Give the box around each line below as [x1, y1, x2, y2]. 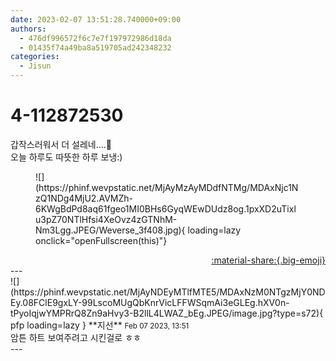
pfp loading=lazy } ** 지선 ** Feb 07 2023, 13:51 [10, 319, 190, 331]
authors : [10, 24, 47, 34]
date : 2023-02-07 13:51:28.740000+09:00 [10, 14, 182, 25]
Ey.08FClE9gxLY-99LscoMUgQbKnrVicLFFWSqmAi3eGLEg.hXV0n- [10, 296, 290, 308]
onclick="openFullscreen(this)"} [35, 234, 168, 246]
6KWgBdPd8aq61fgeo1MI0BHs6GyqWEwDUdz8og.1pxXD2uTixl [35, 202, 297, 215]
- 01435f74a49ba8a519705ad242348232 [19, 42, 172, 53]
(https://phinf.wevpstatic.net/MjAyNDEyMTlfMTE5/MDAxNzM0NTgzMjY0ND [10, 286, 326, 298]
